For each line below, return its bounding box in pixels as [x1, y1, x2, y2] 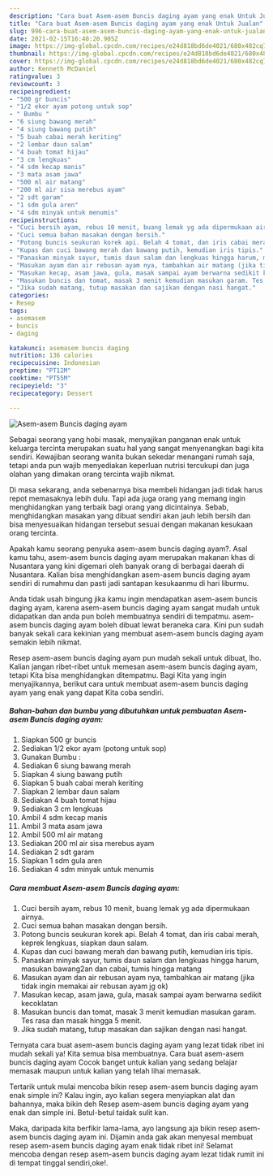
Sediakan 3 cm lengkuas [20, 804, 104, 814]
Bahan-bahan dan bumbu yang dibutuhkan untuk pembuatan [9, 706, 222, 716]
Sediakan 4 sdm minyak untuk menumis [20, 865, 155, 874]
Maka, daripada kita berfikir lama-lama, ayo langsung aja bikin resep [9, 1123, 237, 1134]
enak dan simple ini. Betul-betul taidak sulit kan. [9, 1108, 169, 1117]
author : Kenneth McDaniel [9, 65, 96, 73]
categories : [9, 292, 49, 300]
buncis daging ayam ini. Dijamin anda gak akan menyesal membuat [28, 1132, 254, 1142]
